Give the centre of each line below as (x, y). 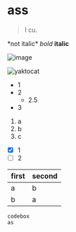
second (45, 176)
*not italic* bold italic (38, 43)
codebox (19, 216)
